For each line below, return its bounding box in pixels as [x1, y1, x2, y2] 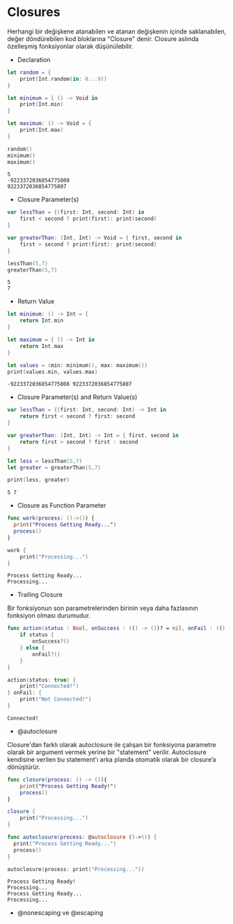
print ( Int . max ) [19, 127, 64, 134]
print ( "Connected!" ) [19, 683, 79, 690]
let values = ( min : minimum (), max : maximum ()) [7, 361, 148, 369]
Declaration [17, 55, 51, 63]
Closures [7, 4, 61, 20]
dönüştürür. [7, 762, 40, 771]
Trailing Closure [17, 590, 63, 599]
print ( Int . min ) [19, 101, 64, 108]
